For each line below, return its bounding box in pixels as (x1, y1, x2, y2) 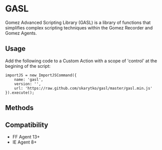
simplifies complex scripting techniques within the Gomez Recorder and (5, 24, 153, 30)
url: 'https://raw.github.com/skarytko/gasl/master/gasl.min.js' (14, 86, 153, 91)
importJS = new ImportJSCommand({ (5, 73, 77, 78)
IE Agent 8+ (12, 139, 37, 145)
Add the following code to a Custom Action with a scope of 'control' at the (5, 58, 158, 64)
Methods (5, 104, 34, 112)
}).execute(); (5, 90, 35, 95)
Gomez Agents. (5, 30, 37, 36)
